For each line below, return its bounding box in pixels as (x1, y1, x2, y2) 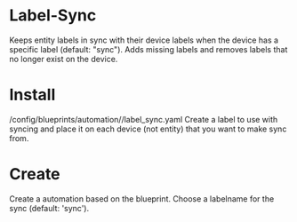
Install (9, 85, 56, 105)
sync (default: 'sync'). (9, 202, 90, 213)
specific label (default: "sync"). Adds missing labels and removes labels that (9, 44, 288, 54)
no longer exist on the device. (9, 53, 118, 64)
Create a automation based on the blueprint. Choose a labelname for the (9, 193, 275, 204)
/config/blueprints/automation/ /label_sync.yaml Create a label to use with (9, 114, 278, 124)
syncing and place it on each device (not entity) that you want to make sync (9, 123, 287, 134)
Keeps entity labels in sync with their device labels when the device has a (9, 35, 278, 45)
